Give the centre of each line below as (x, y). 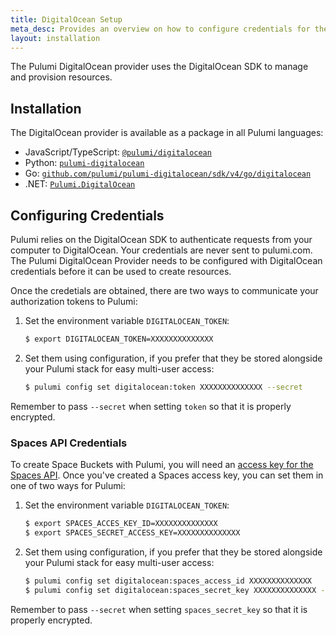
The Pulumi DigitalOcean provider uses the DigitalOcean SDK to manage (159, 67)
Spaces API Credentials (69, 443)
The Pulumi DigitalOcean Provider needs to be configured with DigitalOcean (166, 260)
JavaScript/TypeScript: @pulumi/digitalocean (118, 152)
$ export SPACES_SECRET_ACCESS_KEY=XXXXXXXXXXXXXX (132, 532)
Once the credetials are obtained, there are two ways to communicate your (164, 290)
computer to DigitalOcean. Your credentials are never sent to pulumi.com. (161, 250)
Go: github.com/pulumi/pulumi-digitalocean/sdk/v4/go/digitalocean (168, 173)
